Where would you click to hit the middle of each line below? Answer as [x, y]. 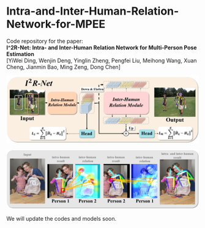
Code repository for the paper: [45, 41]
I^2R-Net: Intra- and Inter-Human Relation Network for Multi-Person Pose [102, 48]
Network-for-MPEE [56, 24]
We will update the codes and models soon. [61, 219]
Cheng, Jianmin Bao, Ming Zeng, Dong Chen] [64, 67]
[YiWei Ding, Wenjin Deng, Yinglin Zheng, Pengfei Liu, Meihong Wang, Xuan [102, 60]
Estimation [20, 54]
